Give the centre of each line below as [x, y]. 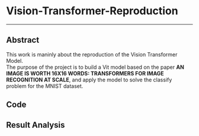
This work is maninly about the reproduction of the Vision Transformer [92, 54]
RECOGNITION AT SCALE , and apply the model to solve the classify [89, 80]
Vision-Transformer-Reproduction [92, 11]
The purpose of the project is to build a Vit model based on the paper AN [95, 67]
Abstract [23, 40]
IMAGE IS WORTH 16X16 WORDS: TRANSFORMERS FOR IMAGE [85, 73]
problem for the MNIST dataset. [45, 86]
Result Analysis [36, 125]
